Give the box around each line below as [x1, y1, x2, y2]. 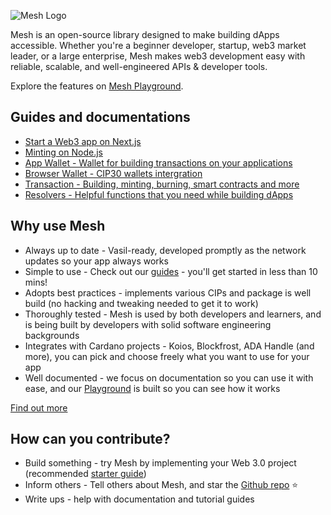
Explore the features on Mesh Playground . [10, 80, 184, 92]
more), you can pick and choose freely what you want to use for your [24, 350, 310, 362]
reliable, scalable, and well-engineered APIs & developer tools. [10, 61, 268, 72]
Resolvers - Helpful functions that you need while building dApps [24, 188, 294, 200]
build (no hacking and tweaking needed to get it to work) [24, 297, 259, 309]
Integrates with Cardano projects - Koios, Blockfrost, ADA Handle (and [24, 340, 315, 352]
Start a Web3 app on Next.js [24, 135, 142, 147]
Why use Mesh [10, 218, 106, 235]
